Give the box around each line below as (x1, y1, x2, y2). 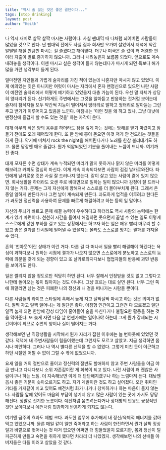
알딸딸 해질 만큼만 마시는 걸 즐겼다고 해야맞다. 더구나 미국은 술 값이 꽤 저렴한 (5, 48, 153, 54)
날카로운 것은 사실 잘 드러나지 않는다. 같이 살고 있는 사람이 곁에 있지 (18, 173, 149, 179)
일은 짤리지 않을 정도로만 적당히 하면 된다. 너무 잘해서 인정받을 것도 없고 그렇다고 (5, 273, 161, 279)
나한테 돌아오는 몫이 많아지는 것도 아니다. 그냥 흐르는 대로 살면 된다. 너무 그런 (5, 279, 155, 285)
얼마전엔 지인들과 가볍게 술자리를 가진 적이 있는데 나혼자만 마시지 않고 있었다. (5, 77, 155, 83)
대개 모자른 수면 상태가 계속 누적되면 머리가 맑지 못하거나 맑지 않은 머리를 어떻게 (5, 160, 160, 167)
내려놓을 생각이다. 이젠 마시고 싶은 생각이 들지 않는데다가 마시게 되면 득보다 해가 (5, 60, 160, 66)
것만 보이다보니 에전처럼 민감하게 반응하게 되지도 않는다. (5, 404, 114, 410)
